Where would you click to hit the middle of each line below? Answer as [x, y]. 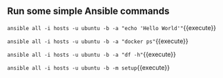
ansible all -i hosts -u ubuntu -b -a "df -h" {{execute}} [91, 54]
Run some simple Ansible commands [88, 11]
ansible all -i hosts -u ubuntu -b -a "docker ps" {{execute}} [98, 41]
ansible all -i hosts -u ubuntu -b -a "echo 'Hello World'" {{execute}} [111, 27]
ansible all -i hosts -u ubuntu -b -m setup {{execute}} [89, 67]
